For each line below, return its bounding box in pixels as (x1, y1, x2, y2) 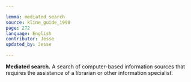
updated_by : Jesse (5, 42, 52, 48)
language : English (5, 30, 52, 36)
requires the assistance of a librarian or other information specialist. (5, 70, 174, 76)
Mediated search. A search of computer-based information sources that (5, 63, 186, 70)
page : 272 (5, 25, 31, 31)
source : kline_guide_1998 (5, 19, 70, 26)
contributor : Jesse (5, 36, 55, 42)
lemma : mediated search (5, 14, 65, 20)
